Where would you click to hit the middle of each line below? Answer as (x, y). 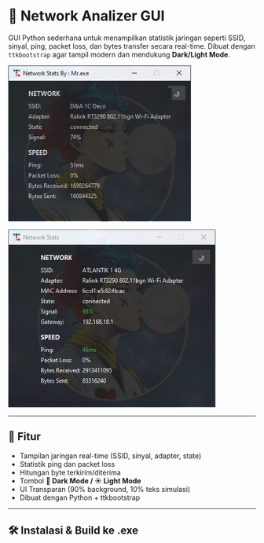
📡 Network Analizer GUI (86, 16)
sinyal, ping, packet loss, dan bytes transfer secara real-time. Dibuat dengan (132, 46)
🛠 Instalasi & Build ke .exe (73, 531)
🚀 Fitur (25, 437)
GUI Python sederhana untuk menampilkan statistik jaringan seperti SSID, (127, 38)
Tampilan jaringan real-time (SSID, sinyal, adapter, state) (110, 456)
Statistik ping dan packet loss (67, 464)
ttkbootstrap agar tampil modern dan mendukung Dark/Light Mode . (119, 54)
